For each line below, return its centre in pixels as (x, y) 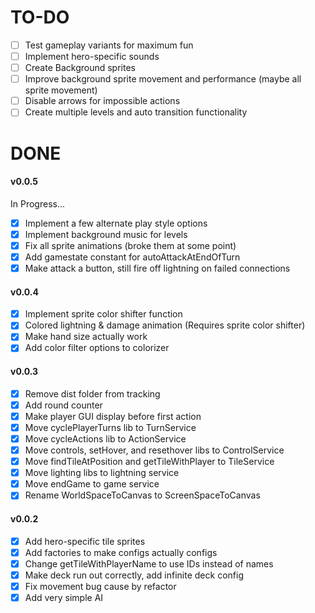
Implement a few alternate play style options (116, 223)
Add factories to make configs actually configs (121, 552)
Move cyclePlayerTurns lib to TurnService (110, 427)
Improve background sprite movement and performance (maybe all (163, 79)
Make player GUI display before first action (113, 416)
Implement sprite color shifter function (103, 314)
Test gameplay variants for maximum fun (109, 45)
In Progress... (38, 203)
